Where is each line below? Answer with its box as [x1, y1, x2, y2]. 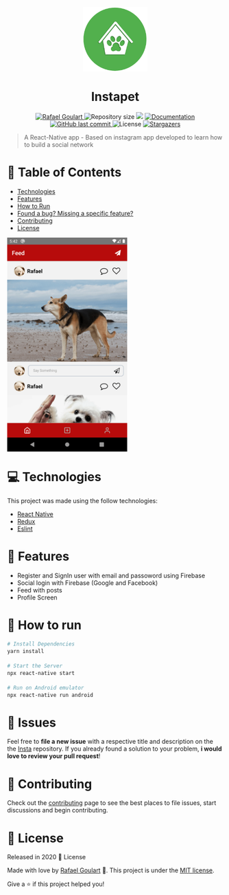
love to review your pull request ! [7, 752, 101, 760]
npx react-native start [7, 670, 75, 676]
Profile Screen [16, 593, 58, 601]
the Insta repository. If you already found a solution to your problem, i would [7, 744, 222, 753]
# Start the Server [7, 663, 63, 670]
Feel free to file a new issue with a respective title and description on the [7, 738, 214, 746]
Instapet [91, 89, 140, 104]
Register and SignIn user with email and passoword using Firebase [16, 571, 206, 579]
